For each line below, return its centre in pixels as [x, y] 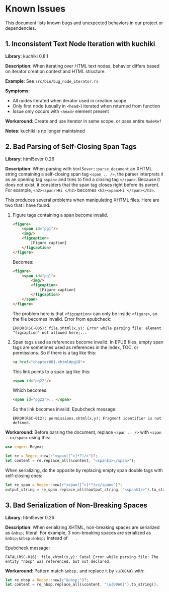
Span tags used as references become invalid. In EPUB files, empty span [88, 342]
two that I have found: [28, 205]
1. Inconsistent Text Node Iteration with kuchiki [80, 44]
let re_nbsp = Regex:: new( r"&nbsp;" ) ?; [47, 580]
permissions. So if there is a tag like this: [54, 352]
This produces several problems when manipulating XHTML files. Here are [82, 200]
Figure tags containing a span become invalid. [60, 215]
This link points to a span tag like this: [51, 372]
